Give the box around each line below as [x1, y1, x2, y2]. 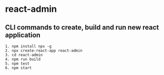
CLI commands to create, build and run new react [5, 23, 159, 32]
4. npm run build [5, 57, 41, 62]
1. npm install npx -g [5, 44, 52, 49]
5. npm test [5, 61, 30, 66]
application [5, 31, 41, 39]
